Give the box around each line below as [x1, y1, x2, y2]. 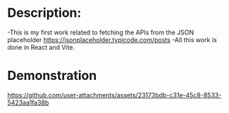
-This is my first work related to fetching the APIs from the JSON [7, 28, 194, 36]
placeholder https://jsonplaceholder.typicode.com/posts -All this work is [7, 35, 217, 44]
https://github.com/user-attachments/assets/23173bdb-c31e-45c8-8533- [7, 91, 222, 99]
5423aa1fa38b [7, 98, 49, 107]
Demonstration [7, 68, 97, 84]
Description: [7, 5, 82, 21]
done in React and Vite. [7, 43, 75, 51]
